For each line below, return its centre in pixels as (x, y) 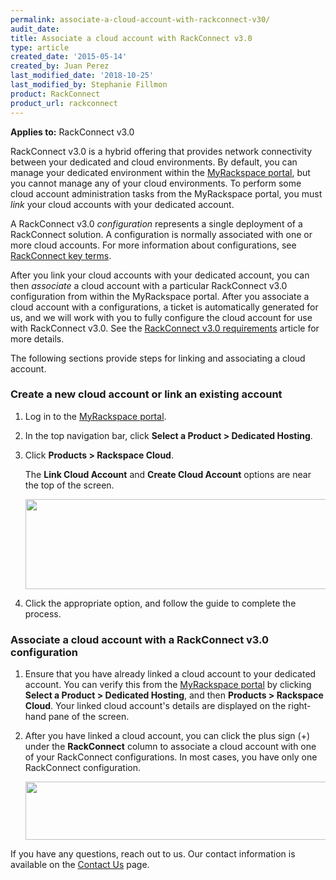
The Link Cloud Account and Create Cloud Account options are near (168, 474)
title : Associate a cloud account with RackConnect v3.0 (131, 38)
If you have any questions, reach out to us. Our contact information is (153, 854)
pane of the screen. (89, 717)
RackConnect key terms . (61, 255)
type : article (40, 47)
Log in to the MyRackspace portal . (95, 416)
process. (43, 613)
